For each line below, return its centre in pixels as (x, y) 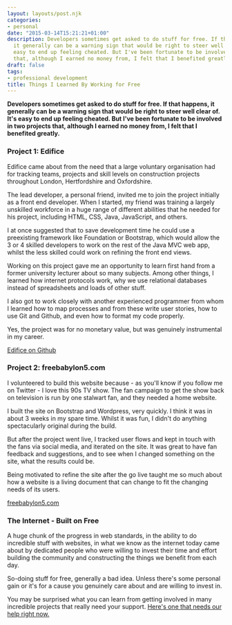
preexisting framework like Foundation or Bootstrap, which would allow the (113, 237)
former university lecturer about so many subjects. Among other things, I (110, 273)
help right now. (28, 614)
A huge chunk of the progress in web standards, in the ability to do (102, 536)
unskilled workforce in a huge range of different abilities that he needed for (114, 209)
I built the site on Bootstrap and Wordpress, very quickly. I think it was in (110, 411)
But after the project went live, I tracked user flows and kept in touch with (111, 439)
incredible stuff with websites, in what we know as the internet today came (113, 543)
